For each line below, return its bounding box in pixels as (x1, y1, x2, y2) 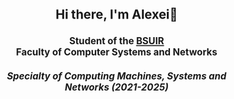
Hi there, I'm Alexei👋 (55, 6, 179, 23)
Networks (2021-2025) (64, 81, 169, 93)
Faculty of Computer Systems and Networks (16, 46, 218, 58)
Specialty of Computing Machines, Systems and (6, 70, 227, 82)
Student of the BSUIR (69, 35, 164, 47)
